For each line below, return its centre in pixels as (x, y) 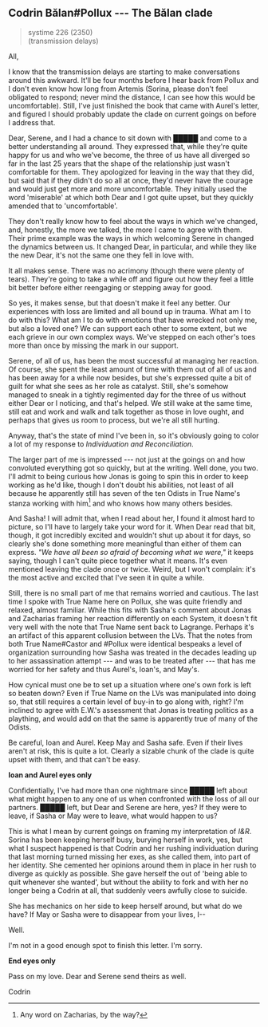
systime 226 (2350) (60, 32)
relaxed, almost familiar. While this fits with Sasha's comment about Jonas (130, 610)
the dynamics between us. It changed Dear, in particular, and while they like (132, 246)
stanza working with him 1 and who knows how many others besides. (121, 502)
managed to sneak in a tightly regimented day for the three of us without (127, 395)
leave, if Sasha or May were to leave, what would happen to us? (113, 816)
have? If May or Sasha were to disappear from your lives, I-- (107, 915)
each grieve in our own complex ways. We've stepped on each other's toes (132, 336)
